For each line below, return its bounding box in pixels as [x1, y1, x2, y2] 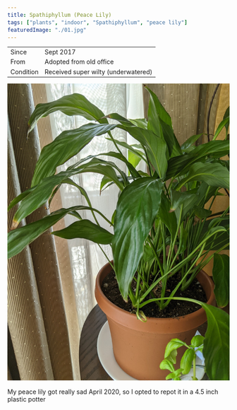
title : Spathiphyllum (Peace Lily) [7, 11, 112, 18]
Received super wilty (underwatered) [44, 67, 153, 76]
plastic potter [7, 395, 46, 404]
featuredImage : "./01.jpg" [7, 26, 87, 33]
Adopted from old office [44, 57, 114, 66]
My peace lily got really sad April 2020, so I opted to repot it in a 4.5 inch [7, 387, 219, 396]
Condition [10, 67, 39, 76]
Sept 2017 [44, 48, 76, 57]
